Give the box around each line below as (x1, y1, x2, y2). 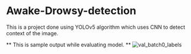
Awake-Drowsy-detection (6, 4, 136, 18)
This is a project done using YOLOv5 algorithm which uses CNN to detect (6, 23, 186, 31)
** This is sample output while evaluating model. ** (6, 41, 132, 48)
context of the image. (6, 29, 59, 36)
